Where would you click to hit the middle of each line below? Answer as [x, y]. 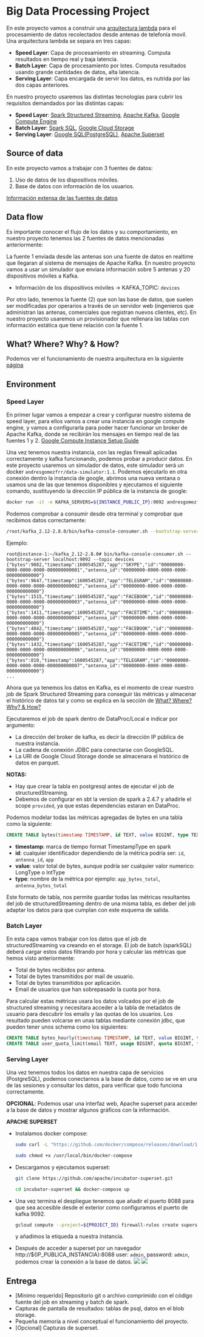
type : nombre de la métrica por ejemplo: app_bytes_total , [87, 879]
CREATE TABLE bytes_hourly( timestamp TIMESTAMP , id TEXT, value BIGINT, [100, 1038]
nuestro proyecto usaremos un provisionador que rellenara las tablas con [98, 318]
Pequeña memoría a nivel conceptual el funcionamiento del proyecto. [102, 1321]
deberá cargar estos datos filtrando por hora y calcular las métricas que [96, 951]
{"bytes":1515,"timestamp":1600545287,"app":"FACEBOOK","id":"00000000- [100, 596]
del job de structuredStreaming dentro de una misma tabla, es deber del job [101, 903]
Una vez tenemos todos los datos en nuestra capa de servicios [85, 1072]
